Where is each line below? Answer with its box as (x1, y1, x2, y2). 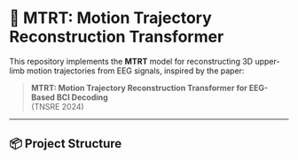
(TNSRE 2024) (30, 101, 84, 111)
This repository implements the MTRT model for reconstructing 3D (9, 56, 254, 66)
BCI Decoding (56, 92, 108, 103)
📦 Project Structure (9, 136, 122, 151)
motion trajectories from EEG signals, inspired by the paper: (26, 65, 245, 76)
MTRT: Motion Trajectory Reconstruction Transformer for (30, 82, 248, 93)
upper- (255, 56, 280, 66)
